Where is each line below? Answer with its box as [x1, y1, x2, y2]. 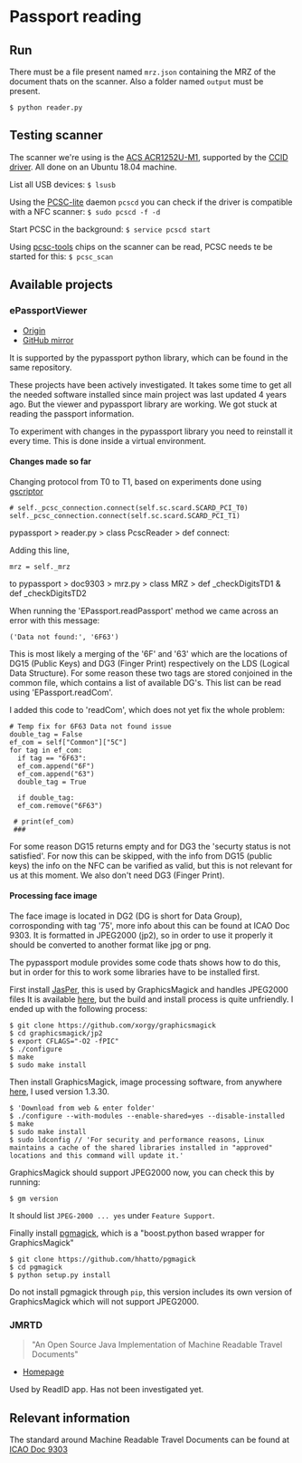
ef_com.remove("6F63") [17, 801, 103, 810]
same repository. [9, 361, 72, 372]
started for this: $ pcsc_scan [9, 251, 114, 262]
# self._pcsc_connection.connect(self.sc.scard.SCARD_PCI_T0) [9, 503, 249, 513]
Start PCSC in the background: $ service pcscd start [9, 224, 211, 235]
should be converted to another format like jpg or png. [9, 939, 212, 950]
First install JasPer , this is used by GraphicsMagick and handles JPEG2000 [9, 984, 289, 995]
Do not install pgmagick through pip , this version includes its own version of [9, 1286, 292, 1297]
